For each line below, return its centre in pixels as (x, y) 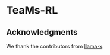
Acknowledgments (42, 32)
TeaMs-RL (32, 10)
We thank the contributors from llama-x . (55, 46)
